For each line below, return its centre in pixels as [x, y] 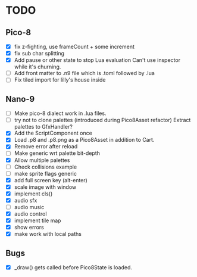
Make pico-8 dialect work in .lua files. [60, 113]
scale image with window [45, 187]
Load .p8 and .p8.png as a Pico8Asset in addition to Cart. [84, 140]
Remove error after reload [46, 147]
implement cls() [33, 194]
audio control [30, 214]
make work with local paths [48, 234]
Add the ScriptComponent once [53, 133]
